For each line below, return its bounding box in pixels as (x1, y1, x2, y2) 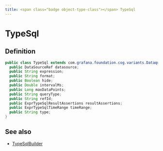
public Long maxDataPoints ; (9, 87, 66, 92)
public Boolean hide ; (9, 78, 53, 83)
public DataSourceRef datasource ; (9, 65, 79, 69)
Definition (5, 47, 35, 56)
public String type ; (9, 110, 51, 115)
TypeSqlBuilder (12, 140, 43, 146)
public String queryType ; (9, 92, 62, 97)
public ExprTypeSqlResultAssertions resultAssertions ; (9, 101, 123, 106)
